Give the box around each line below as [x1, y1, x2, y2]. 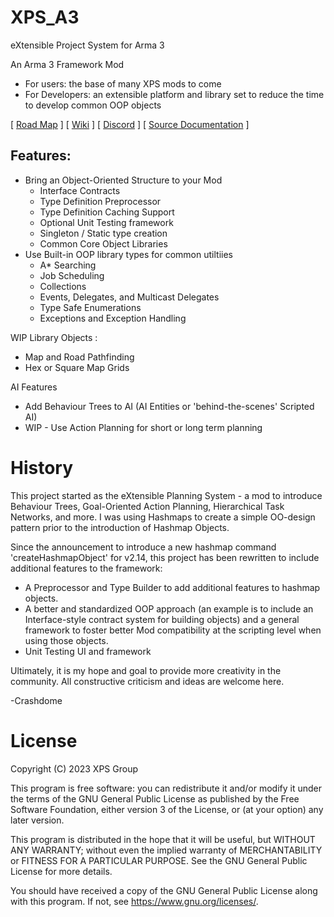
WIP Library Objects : [10, 331, 98, 343]
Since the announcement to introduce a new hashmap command [10, 541, 277, 553]
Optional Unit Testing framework [39, 216, 174, 228]
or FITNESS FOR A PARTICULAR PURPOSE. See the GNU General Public [10, 854, 308, 866]
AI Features [10, 381, 58, 393]
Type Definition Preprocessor [39, 195, 162, 207]
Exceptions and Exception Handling [39, 312, 187, 324]
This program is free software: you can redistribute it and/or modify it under [10, 782, 322, 794]
